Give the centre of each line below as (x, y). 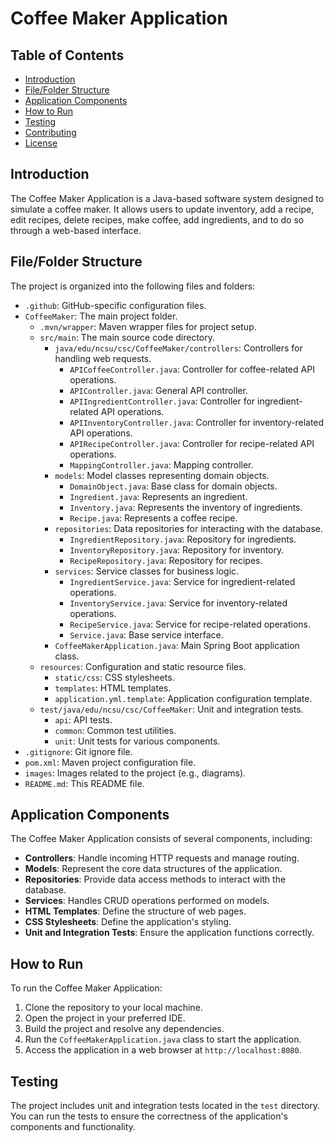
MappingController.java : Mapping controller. (161, 464)
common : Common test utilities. (115, 730)
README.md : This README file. (84, 783)
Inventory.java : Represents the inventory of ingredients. (186, 507)
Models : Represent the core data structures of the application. (153, 869)
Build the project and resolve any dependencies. (124, 1029)
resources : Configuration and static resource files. (143, 666)
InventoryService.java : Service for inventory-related (178, 603)
